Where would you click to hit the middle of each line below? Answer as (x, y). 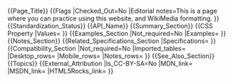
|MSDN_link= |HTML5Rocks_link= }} (61, 71)
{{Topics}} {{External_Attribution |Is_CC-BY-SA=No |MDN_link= (100, 63)
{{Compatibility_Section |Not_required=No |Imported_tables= (97, 48)
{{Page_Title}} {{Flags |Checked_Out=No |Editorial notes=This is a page (112, 11)
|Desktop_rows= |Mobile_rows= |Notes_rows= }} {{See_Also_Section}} (111, 56)
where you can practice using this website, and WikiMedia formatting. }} (113, 18)
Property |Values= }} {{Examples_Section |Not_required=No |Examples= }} (117, 33)
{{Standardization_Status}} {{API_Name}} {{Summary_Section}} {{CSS (110, 26)
